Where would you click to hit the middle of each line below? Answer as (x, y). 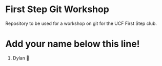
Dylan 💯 (21, 58)
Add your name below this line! (73, 44)
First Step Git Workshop (57, 9)
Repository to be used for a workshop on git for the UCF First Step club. (81, 23)
